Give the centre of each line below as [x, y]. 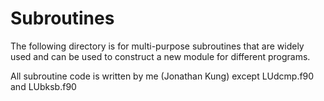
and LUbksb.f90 [43, 86]
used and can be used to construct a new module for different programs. [160, 56]
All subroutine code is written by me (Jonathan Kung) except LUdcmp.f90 [162, 76]
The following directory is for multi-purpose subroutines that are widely [157, 46]
